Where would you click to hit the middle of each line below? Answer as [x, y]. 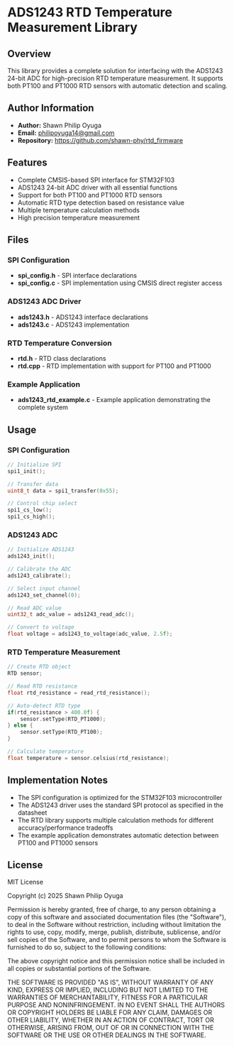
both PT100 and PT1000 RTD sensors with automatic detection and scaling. [118, 86]
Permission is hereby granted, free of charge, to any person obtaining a [112, 909]
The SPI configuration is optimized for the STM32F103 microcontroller [120, 797]
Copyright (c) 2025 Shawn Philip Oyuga [65, 896]
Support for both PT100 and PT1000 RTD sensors [90, 195]
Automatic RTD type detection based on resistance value [101, 202]
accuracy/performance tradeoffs [65, 828]
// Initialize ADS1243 [41, 550]
